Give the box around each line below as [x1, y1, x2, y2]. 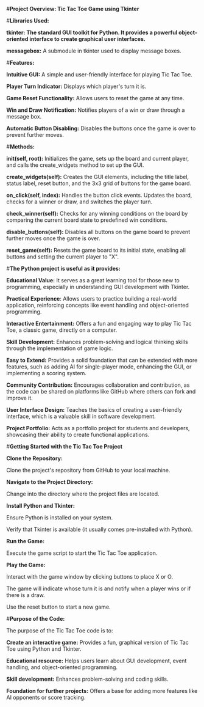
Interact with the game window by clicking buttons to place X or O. [6, 573, 174, 580]
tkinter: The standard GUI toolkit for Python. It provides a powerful [6, 29, 178, 36]
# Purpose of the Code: [6, 615, 65, 622]
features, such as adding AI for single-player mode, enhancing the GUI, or [6, 363, 192, 370]
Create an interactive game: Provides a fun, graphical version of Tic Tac [6, 639, 189, 646]
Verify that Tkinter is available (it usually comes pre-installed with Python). [6, 526, 193, 533]
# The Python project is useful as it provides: [6, 265, 121, 272]
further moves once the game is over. [6, 235, 100, 242]
